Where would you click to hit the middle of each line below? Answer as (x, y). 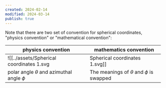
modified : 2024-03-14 (27, 14)
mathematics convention (124, 50)
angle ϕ (17, 78)
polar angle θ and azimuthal (40, 72)
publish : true (20, 19)
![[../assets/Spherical (32, 58)
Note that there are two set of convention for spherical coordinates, (74, 33)
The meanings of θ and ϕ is (122, 72)
